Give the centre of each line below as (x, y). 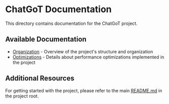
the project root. (22, 96)
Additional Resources (40, 78)
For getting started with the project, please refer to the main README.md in (84, 90)
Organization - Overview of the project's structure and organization (83, 51)
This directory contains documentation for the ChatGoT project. (71, 23)
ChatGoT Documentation (59, 9)
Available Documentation (46, 39)
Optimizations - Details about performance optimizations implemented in (88, 57)
